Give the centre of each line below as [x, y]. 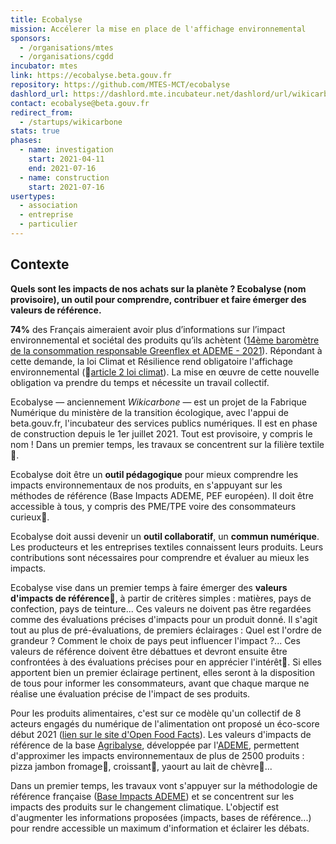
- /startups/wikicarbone [71, 122]
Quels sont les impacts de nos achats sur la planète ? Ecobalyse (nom [158, 288]
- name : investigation [66, 150]
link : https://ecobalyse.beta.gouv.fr [91, 76]
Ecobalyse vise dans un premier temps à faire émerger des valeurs [149, 587]
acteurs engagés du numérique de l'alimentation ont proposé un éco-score [165, 723]
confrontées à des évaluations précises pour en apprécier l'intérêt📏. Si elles [166, 662]
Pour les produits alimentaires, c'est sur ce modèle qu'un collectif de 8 [156, 713]
